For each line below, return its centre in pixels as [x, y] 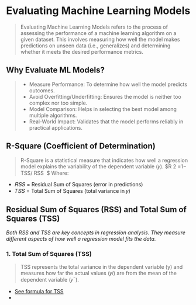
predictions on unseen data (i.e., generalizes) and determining [95, 46]
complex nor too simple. [58, 103]
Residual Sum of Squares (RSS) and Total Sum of [97, 209]
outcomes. [42, 90]
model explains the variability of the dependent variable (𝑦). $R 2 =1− [103, 166]
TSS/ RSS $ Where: [44, 173]
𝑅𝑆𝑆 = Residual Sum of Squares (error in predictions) [79, 184]
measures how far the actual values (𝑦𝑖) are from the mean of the [99, 273]
